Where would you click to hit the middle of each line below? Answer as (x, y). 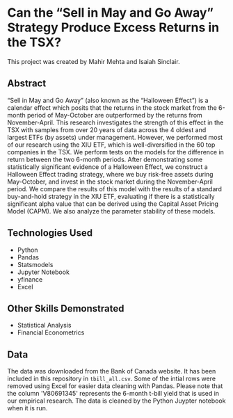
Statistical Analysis (44, 325)
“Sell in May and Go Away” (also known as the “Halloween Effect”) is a (108, 100)
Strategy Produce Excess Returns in (113, 27)
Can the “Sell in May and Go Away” (111, 13)
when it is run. (27, 408)
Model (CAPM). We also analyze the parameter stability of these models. (111, 211)
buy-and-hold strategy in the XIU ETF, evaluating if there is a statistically (111, 196)
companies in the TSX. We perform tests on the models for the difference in (116, 152)
